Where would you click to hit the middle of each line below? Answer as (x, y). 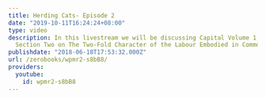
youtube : (30, 74)
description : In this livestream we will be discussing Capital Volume (129, 38)
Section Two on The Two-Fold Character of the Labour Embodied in (127, 45)
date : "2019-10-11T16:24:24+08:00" (67, 23)
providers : (26, 67)
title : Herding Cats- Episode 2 (61, 15)
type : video (28, 30)
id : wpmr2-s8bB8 (49, 81)
